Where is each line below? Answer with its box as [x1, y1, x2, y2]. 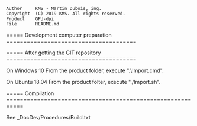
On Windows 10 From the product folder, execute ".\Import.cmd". [6, 67, 164, 74]
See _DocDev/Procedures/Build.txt [6, 114, 91, 121]
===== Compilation [6, 90, 54, 97]
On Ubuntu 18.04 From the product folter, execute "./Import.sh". [6, 79, 161, 85]
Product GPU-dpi [6, 16, 54, 22]
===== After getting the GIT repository [6, 49, 101, 56]
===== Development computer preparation [6, 31, 112, 38]
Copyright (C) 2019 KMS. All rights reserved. [6, 11, 126, 17]
